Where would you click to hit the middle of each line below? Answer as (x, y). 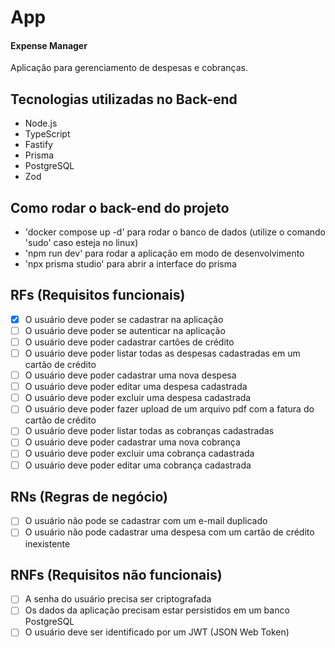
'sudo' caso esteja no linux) (81, 243)
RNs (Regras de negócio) (89, 496)
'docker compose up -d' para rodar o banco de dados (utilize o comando (175, 232)
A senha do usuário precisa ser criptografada (118, 599)
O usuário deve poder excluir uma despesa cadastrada (138, 398)
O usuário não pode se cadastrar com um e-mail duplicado (146, 521)
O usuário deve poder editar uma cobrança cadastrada (138, 465)
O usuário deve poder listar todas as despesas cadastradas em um (162, 353)
